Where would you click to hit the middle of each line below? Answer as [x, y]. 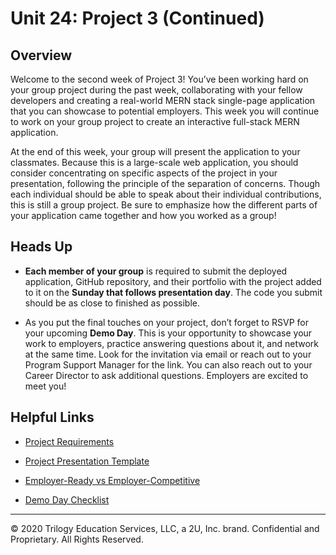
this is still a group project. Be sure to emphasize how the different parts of [164, 205]
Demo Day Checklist [67, 499]
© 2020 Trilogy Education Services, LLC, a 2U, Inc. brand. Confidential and [165, 528]
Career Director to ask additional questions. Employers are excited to [166, 375]
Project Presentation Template [87, 461]
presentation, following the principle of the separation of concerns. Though [165, 183]
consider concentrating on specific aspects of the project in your [144, 173]
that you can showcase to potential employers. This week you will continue [165, 111]
